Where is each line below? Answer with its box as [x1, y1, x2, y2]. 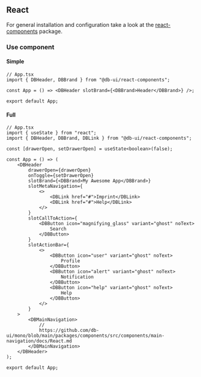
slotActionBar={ [28, 242, 69, 248]
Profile [60, 258, 80, 264]
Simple [6, 58, 24, 65]
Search [49, 226, 67, 232]
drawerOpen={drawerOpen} [28, 167, 91, 173]
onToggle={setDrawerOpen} [28, 173, 94, 179]
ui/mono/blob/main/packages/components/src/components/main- [6, 332, 165, 339]
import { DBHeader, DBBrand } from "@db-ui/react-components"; [6, 76, 171, 83]
